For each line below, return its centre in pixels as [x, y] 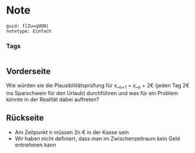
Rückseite [25, 118]
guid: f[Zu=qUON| [28, 26]
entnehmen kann [35, 145]
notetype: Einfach [29, 31]
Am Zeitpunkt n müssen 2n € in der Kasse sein [72, 132]
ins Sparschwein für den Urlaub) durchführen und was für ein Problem [92, 93]
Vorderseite [28, 71]
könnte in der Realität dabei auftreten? [53, 99]
